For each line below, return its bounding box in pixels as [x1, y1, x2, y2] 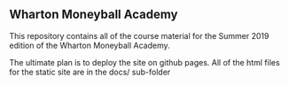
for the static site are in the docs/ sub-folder [9, 66, 171, 77]
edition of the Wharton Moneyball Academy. [9, 40, 170, 50]
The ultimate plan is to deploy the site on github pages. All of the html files [9, 57, 281, 67]
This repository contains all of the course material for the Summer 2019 [9, 30, 269, 41]
